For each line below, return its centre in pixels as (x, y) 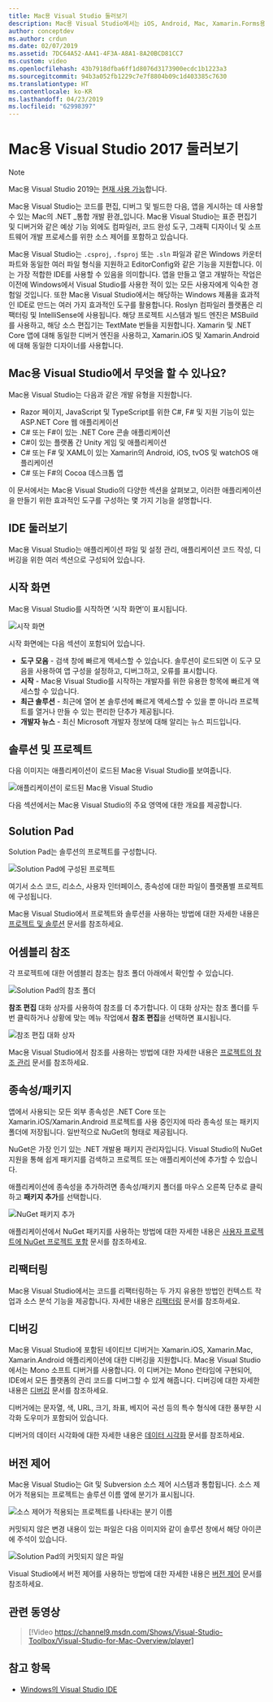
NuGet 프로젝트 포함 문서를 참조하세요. (85, 1241)
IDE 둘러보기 (38, 528)
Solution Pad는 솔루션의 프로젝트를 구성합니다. (83, 852)
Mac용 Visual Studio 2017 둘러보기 (123, 149)
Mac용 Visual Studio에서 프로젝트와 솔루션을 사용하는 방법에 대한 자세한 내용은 (134, 914)
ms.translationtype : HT (49, 84)
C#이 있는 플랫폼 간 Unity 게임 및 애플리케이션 (93, 442)
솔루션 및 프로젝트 (50, 749)
